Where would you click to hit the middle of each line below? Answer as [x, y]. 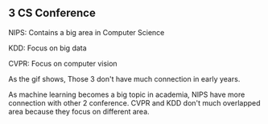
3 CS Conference [52, 13]
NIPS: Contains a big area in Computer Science [87, 32]
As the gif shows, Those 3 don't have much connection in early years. [124, 78]
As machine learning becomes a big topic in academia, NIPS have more [127, 94]
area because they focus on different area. [79, 111]
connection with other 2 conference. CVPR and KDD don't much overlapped [134, 102]
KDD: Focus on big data [47, 48]
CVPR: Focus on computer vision [63, 63]
